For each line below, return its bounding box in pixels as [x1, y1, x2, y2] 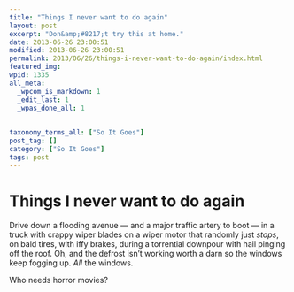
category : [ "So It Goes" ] [9, 144, 104, 153]
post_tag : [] [9, 136, 58, 145]
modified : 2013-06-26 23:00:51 [9, 46, 125, 55]
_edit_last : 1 [17, 95, 69, 104]
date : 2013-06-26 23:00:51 [9, 37, 109, 47]
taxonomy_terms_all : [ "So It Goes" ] [9, 128, 144, 137]
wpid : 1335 [9, 71, 50, 80]
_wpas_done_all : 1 [17, 104, 86, 112]
